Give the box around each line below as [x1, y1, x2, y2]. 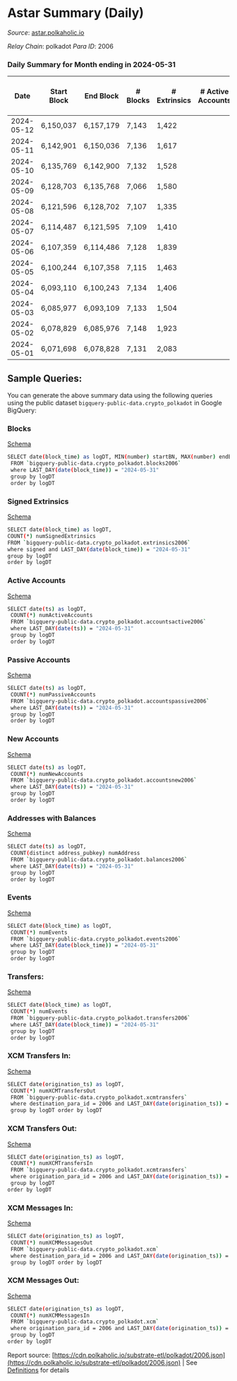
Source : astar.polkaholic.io [7, 28, 85, 37]
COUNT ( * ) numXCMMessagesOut [10, 1239, 93, 1246]
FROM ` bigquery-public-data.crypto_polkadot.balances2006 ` [10, 856, 188, 863]
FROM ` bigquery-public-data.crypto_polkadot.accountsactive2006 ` [10, 618, 207, 626]
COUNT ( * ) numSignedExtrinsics [7, 532, 97, 539]
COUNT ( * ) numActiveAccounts [10, 612, 93, 619]
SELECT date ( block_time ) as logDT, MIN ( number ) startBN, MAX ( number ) [7, 453, 217, 460]
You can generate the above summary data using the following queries [7, 391, 213, 400]
